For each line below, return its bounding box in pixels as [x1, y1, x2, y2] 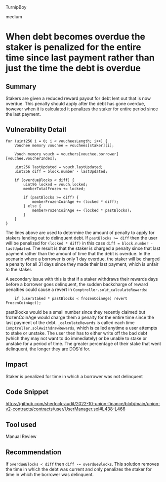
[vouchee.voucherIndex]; [5, 156, 57, 161]
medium [5, 14, 22, 19]
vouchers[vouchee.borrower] [60, 151, 119, 156]
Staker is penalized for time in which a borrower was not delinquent [5, 373, 143, 379]
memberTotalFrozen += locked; [23, 186, 85, 191]
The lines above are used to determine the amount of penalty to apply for [5, 230, 155, 236]
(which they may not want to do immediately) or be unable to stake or [5, 335, 147, 341]
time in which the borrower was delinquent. [5, 472, 94, 478]
